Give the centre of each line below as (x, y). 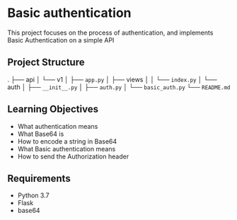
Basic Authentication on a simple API (61, 40)
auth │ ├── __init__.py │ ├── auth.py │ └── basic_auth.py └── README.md (119, 87)
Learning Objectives (53, 109)
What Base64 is (41, 134)
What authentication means (58, 126)
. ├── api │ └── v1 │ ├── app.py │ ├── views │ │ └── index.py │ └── (112, 79)
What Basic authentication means (67, 149)
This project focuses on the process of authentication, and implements (110, 33)
